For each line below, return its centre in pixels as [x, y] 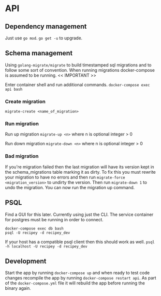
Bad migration [22, 156]
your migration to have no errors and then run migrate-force [65, 177]
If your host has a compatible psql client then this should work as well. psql [80, 242]
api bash [14, 89]
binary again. [18, 288]
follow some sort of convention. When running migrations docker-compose [80, 70]
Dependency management [46, 26]
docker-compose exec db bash [34, 229]
